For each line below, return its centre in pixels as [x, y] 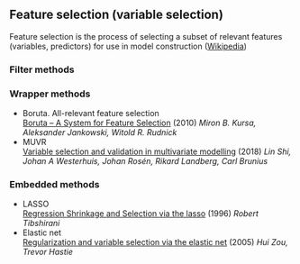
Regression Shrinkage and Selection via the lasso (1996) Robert [141, 214]
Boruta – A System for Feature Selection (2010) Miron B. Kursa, [139, 123]
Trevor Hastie [48, 252]
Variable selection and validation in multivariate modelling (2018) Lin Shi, [157, 151]
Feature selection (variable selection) [116, 15]
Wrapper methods [50, 94]
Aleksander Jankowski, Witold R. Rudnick [100, 132]
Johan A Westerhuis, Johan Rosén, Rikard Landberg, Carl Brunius [145, 161]
